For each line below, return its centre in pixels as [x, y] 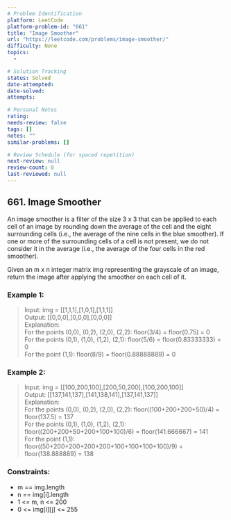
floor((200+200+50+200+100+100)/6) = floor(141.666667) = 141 [116, 432]
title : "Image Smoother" [43, 33]
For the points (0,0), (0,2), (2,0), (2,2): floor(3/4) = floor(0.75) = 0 [117, 332]
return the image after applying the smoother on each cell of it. [97, 277]
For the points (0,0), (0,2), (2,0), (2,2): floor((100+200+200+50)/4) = [122, 409]
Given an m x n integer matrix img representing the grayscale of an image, [113, 269]
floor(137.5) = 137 [49, 417]
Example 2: [26, 372]
